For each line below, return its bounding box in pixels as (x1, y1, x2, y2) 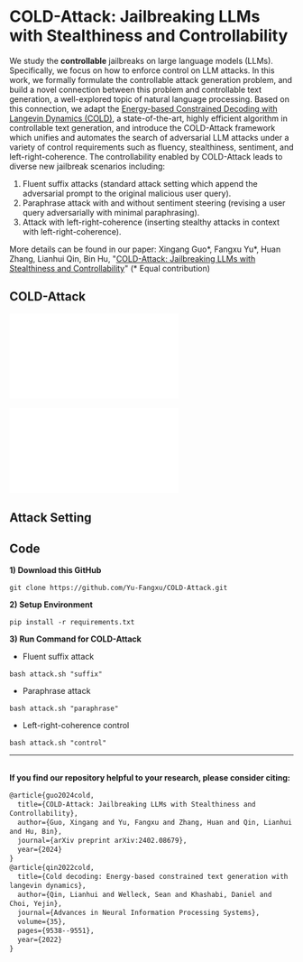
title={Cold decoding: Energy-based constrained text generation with (17, 872, 289, 881)
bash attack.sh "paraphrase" (9, 704, 119, 713)
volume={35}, (17, 917, 67, 926)
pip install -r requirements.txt (9, 617, 135, 626)
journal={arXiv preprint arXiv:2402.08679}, (17, 836, 188, 845)
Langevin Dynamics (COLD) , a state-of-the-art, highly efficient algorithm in (9, 113, 289, 124)
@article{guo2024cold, (9, 791, 95, 800)
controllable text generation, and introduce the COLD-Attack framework (9, 122, 276, 133)
